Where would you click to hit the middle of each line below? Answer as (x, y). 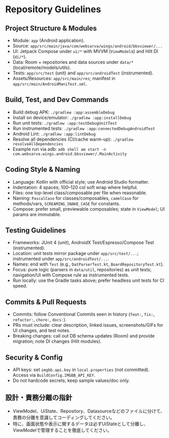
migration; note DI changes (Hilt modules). (57, 341)
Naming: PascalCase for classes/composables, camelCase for (76, 198)
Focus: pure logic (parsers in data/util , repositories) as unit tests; (82, 270)
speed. (20, 286)
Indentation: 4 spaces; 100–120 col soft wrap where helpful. (75, 187)
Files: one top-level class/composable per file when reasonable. (80, 193)
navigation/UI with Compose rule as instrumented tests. (71, 275)
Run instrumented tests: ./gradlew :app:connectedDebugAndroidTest (84, 128)
